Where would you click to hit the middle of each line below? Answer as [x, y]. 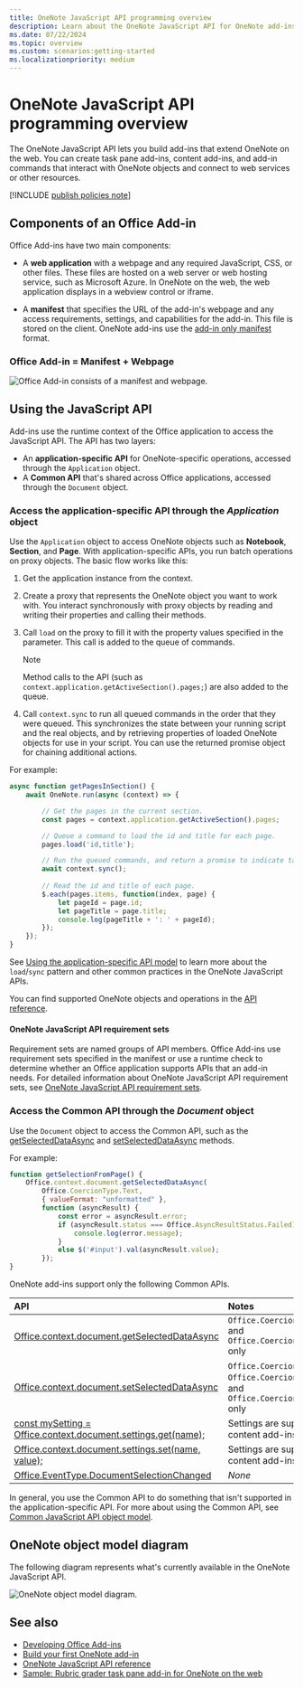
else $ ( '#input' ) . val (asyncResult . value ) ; [138, 1250]
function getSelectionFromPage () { [76, 1174]
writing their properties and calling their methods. [115, 615]
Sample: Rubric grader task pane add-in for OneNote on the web [142, 1673]
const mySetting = [53, 1423]
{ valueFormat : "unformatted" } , [105, 1200]
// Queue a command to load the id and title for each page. [159, 836]
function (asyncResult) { [91, 1208]
